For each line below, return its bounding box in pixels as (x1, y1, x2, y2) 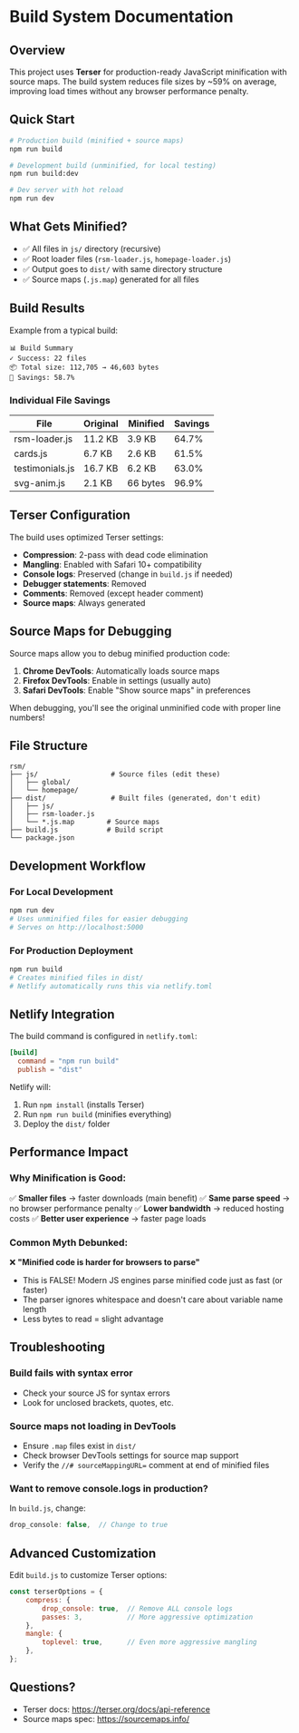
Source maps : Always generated (22, 597, 146, 608)
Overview (9, 43, 66, 58)
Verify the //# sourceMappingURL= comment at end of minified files (22, 1460, 270, 1471)
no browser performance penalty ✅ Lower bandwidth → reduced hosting (9, 1202, 285, 1213)
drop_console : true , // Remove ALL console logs (42, 1603, 233, 1613)
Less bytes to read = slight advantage (22, 1313, 164, 1325)
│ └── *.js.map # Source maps (9, 818, 160, 827)
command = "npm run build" (17, 1056, 120, 1066)
